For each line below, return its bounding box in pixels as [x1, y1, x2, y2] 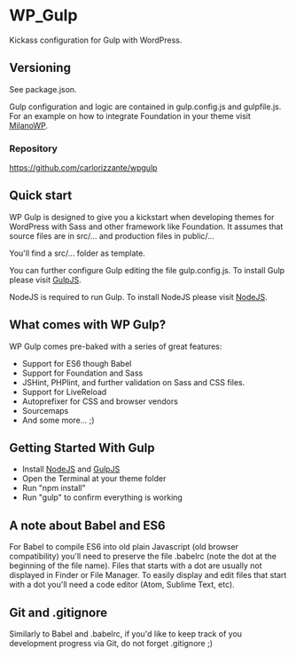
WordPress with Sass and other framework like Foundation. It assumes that [9, 221, 284, 232]
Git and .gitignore [9, 605, 108, 620]
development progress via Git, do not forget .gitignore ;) [9, 638, 214, 649]
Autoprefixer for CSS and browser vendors [21, 396, 179, 407]
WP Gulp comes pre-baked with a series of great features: [9, 341, 222, 352]
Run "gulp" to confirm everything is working [21, 492, 183, 503]
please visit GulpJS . [9, 274, 82, 285]
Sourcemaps [21, 405, 69, 416]
